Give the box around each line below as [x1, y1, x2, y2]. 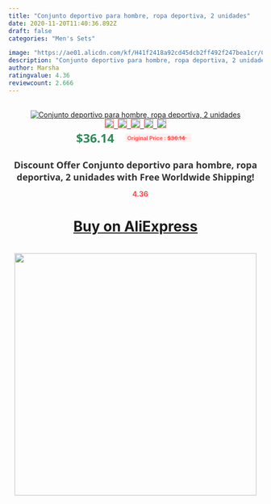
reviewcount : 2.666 [8, 78, 74, 87]
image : [8, 49, 31, 57]
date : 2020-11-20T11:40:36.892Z [8, 19, 117, 27]
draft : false [8, 27, 52, 35]
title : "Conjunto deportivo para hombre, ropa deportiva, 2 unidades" [8, 11, 251, 20]
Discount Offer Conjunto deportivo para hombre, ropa [13, 158, 258, 171]
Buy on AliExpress [73, 217, 198, 236]
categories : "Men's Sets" [8, 34, 95, 43]
